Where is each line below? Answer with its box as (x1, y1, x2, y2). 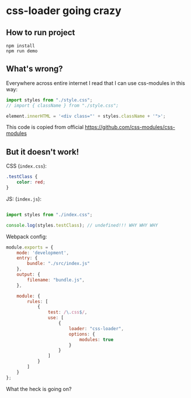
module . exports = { (6, 244, 54, 250)
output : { (16, 271, 41, 277)
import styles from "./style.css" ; (6, 97, 93, 103)
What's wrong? (6, 64, 63, 74)
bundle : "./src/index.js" (27, 261, 91, 267)
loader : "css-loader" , (68, 325, 124, 332)
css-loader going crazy (6, 4, 121, 18)
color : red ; (16, 179, 46, 185)
